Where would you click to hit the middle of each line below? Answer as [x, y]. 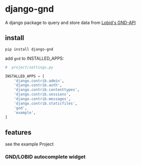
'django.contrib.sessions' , [42, 94]
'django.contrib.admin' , [39, 81]
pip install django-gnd [29, 49]
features [18, 132]
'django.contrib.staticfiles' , [46, 103]
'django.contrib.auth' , [38, 85]
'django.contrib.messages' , [42, 99]
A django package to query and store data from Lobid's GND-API [70, 23]
